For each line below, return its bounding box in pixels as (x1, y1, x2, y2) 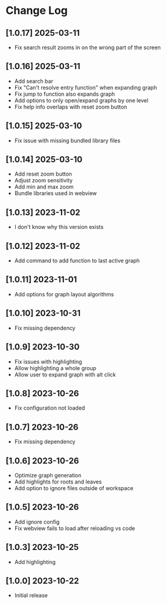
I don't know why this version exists (14, 224, 104, 231)
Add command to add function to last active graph (14, 257, 140, 264)
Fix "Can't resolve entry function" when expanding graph (14, 84, 157, 91)
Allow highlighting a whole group (14, 364, 97, 371)
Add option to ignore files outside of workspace (14, 484, 134, 491)
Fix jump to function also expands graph (14, 90, 116, 98)
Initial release (14, 592, 48, 599)
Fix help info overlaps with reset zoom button (14, 103, 128, 110)
